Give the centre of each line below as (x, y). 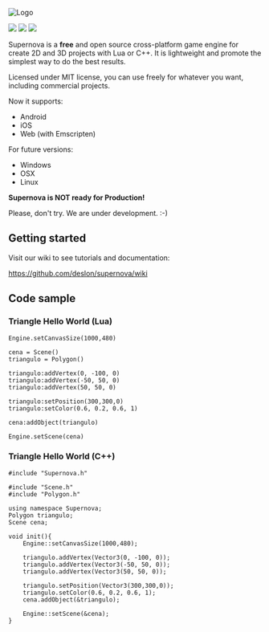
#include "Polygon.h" (45, 494)
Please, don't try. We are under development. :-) (88, 213)
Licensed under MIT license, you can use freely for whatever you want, (126, 77)
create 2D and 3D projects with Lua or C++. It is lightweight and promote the (135, 53)
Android (33, 117)
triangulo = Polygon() (46, 359)
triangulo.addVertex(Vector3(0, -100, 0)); (97, 557)
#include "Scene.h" (41, 487)
